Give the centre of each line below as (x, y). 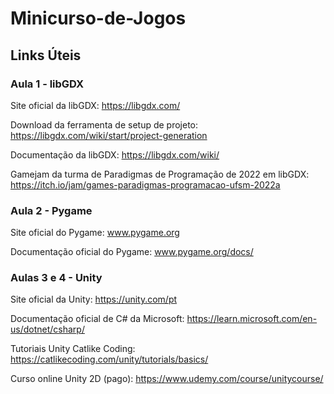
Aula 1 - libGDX (47, 84)
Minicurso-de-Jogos (98, 18)
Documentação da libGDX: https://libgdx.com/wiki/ (115, 154)
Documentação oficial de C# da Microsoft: (97, 319)
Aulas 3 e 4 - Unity (56, 278)
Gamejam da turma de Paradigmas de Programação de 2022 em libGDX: (160, 174)
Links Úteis (46, 55)
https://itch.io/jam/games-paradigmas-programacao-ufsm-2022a (145, 184)
